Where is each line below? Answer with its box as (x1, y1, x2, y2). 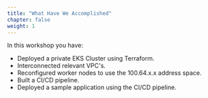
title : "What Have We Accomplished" (7, 10, 112, 17)
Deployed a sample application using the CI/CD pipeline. (16, 83, 177, 92)
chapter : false (7, 16, 51, 23)
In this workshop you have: (7, 42, 84, 50)
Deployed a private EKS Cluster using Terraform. (16, 54, 155, 63)
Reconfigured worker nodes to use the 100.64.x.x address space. (16, 69, 202, 77)
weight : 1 (7, 22, 36, 29)
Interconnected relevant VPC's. (16, 62, 106, 70)
